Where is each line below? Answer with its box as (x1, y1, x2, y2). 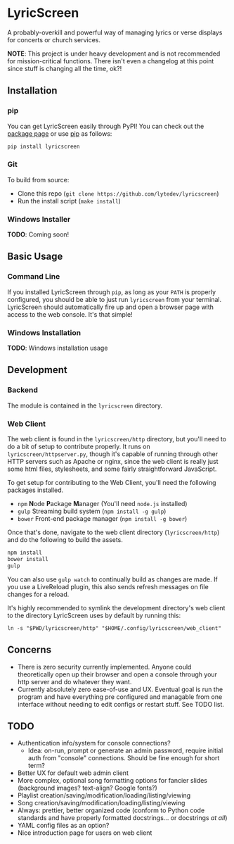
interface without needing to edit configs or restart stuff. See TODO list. (17, 700, 225, 708)
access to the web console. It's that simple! (7, 310, 133, 318)
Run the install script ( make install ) (17, 196, 121, 205)
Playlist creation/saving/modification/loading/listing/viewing (17, 791, 191, 800)
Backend (7, 385, 39, 395)
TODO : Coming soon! (7, 230, 70, 239)
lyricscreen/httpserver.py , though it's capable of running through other (7, 450, 219, 458)
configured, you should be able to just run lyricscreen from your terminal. (7, 295, 222, 303)
